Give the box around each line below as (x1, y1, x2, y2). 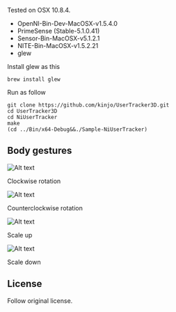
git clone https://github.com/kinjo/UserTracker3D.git (7, 102, 170, 109)
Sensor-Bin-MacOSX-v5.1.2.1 (17, 34, 100, 42)
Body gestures (7, 145, 72, 157)
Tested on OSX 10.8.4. (7, 6, 71, 14)
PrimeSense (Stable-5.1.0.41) (17, 27, 100, 35)
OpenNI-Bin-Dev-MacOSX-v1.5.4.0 (17, 19, 118, 27)
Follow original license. (7, 296, 73, 305)
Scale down (7, 258, 41, 266)
